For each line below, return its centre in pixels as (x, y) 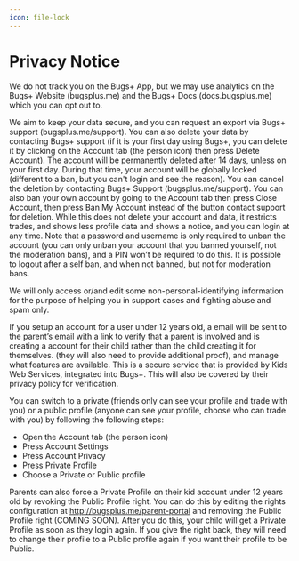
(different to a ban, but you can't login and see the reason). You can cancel (147, 179)
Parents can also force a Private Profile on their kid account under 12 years (146, 492)
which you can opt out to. (56, 105)
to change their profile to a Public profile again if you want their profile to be (148, 539)
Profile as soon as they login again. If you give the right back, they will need (148, 529)
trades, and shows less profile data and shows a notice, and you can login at (149, 226)
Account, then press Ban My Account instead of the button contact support (147, 207)
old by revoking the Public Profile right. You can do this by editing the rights (148, 501)
